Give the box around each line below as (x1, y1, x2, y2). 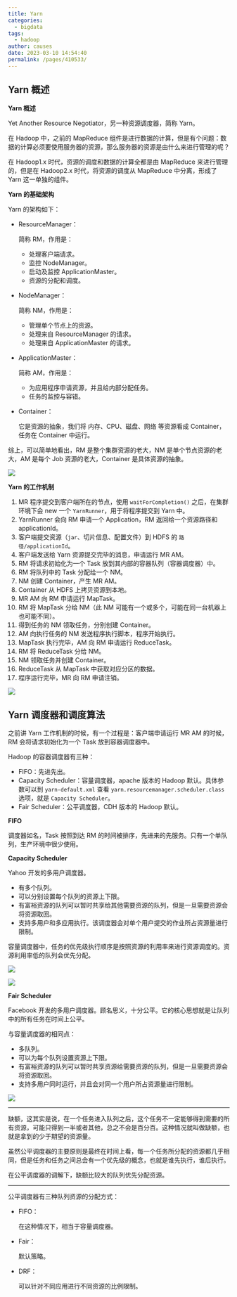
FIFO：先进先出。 (18, 768, 70, 776)
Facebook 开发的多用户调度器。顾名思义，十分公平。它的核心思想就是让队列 (8, 1006, 229, 1014)
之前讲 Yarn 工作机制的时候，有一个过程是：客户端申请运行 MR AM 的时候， (8, 729, 228, 737)
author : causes (8, 43, 53, 50)
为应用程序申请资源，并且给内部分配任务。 (28, 383, 153, 392)
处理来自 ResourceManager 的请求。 (28, 330, 136, 338)
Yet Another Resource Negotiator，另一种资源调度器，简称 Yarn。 (8, 119, 199, 127)
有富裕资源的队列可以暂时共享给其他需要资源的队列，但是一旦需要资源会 (18, 901, 228, 910)
